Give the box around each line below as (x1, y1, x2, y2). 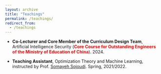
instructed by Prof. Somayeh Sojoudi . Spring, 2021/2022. (12, 64, 127, 70)
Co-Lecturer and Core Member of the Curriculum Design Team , (12, 38, 143, 44)
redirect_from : (5, 20, 36, 26)
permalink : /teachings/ (5, 16, 54, 21)
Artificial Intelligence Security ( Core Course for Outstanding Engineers (12, 44, 156, 50)
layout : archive (5, 7, 38, 12)
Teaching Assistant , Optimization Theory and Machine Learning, (12, 58, 143, 64)
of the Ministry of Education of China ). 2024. (12, 49, 104, 55)
